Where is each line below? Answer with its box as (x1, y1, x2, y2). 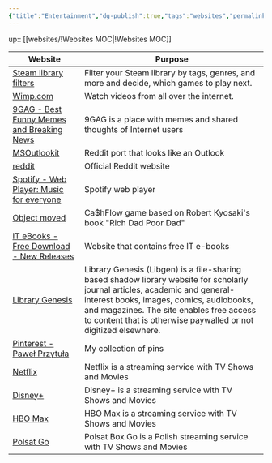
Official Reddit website (83, 160, 170, 171)
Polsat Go (12, 435, 50, 447)
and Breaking (12, 123, 63, 135)
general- (200, 284, 235, 295)
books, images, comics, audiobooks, (114, 294, 253, 305)
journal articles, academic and (83, 284, 199, 295)
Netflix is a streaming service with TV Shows (83, 361, 253, 372)
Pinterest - (12, 337, 54, 349)
